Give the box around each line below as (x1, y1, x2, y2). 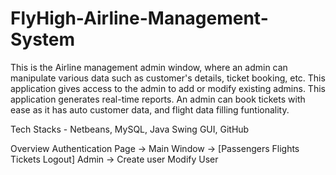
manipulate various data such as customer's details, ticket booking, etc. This (10, 72, 326, 84)
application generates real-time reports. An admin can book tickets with (10, 93, 306, 105)
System (10, 28, 76, 51)
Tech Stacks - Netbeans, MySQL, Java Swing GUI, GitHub (10, 123, 250, 135)
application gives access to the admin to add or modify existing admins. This (10, 82, 326, 94)
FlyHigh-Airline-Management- (10, 7, 269, 30)
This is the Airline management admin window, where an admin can (10, 61, 288, 73)
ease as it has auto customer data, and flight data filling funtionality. (10, 103, 290, 116)
